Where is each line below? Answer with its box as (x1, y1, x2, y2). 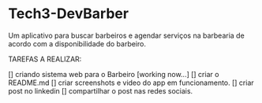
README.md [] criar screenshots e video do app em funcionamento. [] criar (8, 78, 254, 87)
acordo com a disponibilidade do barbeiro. (8, 39, 146, 48)
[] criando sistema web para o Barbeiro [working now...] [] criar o (8, 69, 219, 79)
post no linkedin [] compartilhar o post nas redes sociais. (8, 86, 193, 95)
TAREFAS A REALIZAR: (8, 54, 82, 64)
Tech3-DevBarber (8, 5, 129, 23)
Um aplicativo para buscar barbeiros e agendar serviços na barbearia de (8, 31, 245, 40)
